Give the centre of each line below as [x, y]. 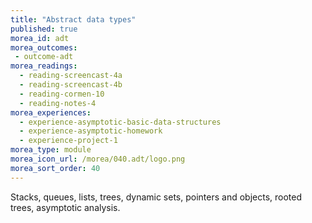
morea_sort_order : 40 [55, 168]
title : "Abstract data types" [73, 19]
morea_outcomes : [44, 47]
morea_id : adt [40, 38]
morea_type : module [51, 150]
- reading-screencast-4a [71, 76]
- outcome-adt [44, 57]
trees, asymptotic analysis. [65, 207]
